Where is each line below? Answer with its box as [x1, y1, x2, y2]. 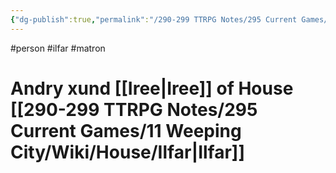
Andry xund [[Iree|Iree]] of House [10, 77, 294, 100]
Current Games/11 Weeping [10, 119, 242, 142]
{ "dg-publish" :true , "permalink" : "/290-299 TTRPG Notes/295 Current [10, 14, 298, 25]
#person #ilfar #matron [10, 42, 106, 54]
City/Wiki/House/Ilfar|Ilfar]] [10, 141, 245, 163]
